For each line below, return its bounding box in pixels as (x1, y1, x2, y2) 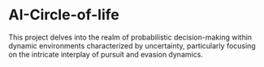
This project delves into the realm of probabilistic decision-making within (8, 32, 253, 42)
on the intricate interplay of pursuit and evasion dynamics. (8, 49, 203, 59)
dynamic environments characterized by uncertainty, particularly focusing (8, 40, 256, 50)
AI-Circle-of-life (8, 6, 119, 24)
